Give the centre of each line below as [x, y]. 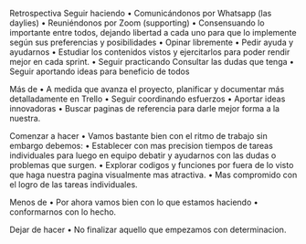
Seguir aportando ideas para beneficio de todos [100, 71]
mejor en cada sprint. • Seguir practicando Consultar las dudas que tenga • [152, 62]
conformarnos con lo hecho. [63, 212]
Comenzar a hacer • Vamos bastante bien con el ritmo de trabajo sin [138, 136]
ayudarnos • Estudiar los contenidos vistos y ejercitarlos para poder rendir [150, 52]
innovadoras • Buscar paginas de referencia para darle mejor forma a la [145, 108]
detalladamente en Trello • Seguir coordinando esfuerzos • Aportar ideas [148, 99]
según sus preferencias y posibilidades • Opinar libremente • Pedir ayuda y [152, 42]
